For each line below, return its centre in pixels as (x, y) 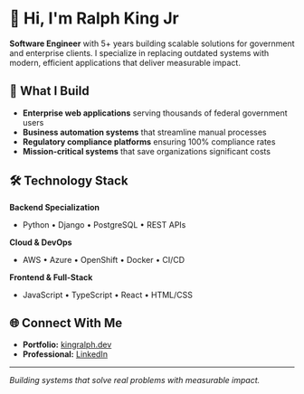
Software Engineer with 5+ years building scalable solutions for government (152, 43)
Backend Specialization (55, 207)
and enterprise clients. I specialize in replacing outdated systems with (139, 52)
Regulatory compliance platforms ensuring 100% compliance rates (149, 141)
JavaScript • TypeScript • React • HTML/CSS (107, 295)
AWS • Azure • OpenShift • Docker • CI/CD (104, 259)
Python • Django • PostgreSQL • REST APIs (104, 224)
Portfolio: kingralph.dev (67, 345)
